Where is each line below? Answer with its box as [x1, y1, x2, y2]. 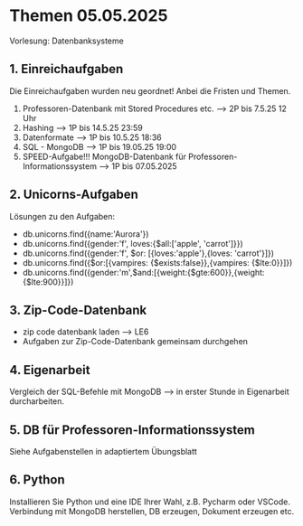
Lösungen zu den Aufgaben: [9, 211, 116, 221]
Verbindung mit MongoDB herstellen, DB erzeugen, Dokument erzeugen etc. [9, 505, 295, 516]
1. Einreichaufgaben [9, 61, 124, 77]
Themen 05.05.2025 [9, 5, 168, 26]
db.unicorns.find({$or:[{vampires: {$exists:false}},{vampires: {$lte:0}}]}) [22, 257, 293, 268]
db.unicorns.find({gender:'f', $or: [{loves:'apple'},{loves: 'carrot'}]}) [22, 248, 274, 258]
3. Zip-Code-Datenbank [9, 302, 147, 317]
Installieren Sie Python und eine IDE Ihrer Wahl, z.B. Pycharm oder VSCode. [9, 496, 291, 507]
